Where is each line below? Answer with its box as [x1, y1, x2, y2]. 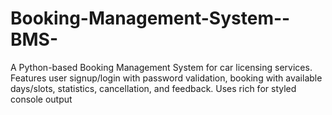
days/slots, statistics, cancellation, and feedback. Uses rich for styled [10, 82, 297, 94]
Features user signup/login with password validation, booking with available [10, 72, 323, 84]
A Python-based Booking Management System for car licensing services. [10, 61, 313, 73]
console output [10, 93, 73, 105]
